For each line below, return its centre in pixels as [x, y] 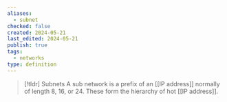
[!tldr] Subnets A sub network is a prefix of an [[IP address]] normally [122, 84]
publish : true [28, 45]
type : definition [32, 64]
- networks [29, 58]
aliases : [20, 13]
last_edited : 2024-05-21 [43, 39]
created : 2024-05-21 [37, 33]
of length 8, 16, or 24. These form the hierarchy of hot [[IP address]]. [121, 91]
